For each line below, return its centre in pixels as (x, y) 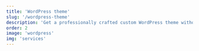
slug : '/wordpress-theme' (38, 17)
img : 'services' (26, 39)
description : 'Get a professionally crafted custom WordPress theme (92, 22)
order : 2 (17, 28)
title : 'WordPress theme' (38, 11)
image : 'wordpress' (30, 33)
